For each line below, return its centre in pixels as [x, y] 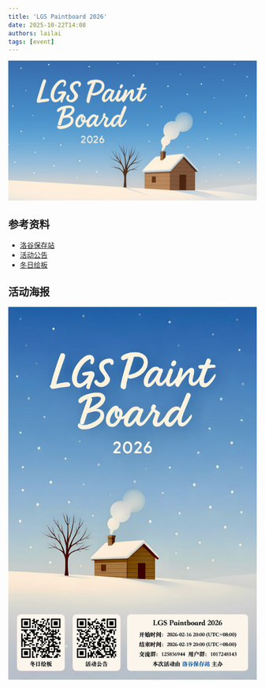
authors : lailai [35, 33]
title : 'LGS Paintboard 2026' [58, 17]
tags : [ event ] [32, 42]
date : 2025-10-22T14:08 [47, 25]
